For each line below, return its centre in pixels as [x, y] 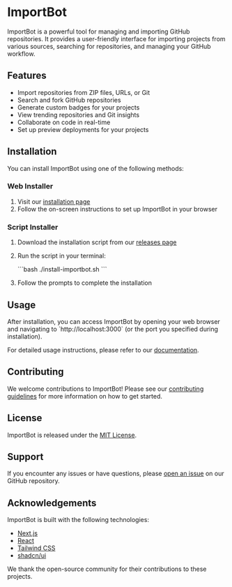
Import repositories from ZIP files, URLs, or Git [84, 92]
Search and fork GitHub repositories [69, 100]
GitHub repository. [34, 481]
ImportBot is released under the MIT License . [72, 435]
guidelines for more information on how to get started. [85, 396]
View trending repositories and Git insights [78, 114]
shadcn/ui [32, 556]
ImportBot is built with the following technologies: [78, 520]
